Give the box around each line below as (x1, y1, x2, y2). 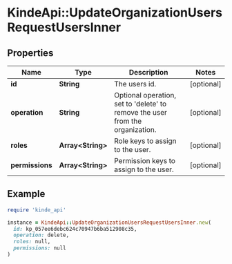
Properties (7, 47, 54, 59)
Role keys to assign (113, 136, 177, 146)
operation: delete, (13, 232, 70, 239)
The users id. (113, 79, 157, 88)
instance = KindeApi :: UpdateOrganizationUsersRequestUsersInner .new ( (7, 219, 212, 226)
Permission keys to (113, 156, 176, 165)
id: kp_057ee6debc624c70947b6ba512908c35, (13, 225, 137, 232)
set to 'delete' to (113, 99, 167, 109)
